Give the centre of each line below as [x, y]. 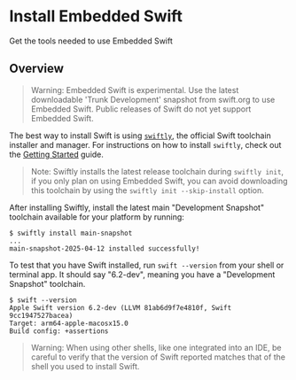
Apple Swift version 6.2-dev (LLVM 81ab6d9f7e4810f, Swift [121, 307]
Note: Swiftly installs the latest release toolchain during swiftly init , [157, 171]
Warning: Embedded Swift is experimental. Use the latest [135, 89]
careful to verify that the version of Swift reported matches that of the [158, 357]
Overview [37, 69]
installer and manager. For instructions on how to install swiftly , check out [145, 144]
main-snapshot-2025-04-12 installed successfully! [105, 248]
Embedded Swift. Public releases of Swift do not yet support [141, 109]
